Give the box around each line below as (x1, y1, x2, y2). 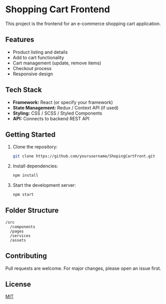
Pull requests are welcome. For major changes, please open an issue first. (5, 265, 161, 271)
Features (5, 35, 34, 44)
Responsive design (12, 71, 53, 77)
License (5, 280, 31, 289)
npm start (12, 192, 34, 198)
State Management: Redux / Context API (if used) (12, 104, 119, 111)
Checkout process (12, 65, 52, 71)
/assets (10, 237, 27, 243)
